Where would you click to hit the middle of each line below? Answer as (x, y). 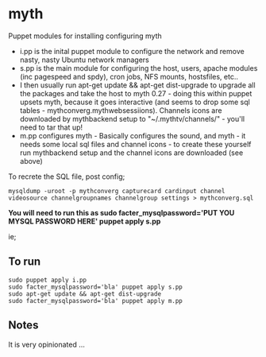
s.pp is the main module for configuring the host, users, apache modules (139, 68)
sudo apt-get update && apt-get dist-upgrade (85, 294)
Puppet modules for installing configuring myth (85, 36)
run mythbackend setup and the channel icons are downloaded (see (131, 153)
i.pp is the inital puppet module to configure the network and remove (132, 51)
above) (31, 161)
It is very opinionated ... (47, 344)
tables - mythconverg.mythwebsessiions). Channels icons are (121, 110)
